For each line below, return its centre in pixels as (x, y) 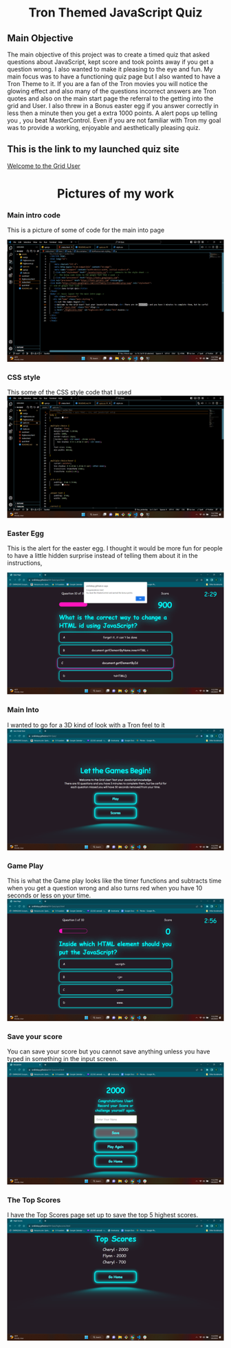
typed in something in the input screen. (63, 1059)
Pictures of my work (115, 193)
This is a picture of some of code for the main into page (86, 230)
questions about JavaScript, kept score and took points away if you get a (111, 62)
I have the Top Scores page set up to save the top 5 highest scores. (103, 1215)
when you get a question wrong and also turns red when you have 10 (105, 888)
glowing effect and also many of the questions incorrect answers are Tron (112, 91)
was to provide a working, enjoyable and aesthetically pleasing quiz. (104, 128)
